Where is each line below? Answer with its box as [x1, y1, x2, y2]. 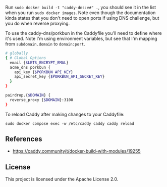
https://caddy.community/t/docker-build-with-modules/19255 [12, 148, 141, 154]
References [5, 135, 42, 144]
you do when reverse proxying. [5, 20, 70, 26]
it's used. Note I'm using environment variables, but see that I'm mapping [5, 35, 157, 41]
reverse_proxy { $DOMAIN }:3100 [10, 97, 73, 103]
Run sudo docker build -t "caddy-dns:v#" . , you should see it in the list [5, 5, 156, 10]
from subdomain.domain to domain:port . [5, 41, 85, 47]
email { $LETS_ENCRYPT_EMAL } [10, 60, 69, 65]
